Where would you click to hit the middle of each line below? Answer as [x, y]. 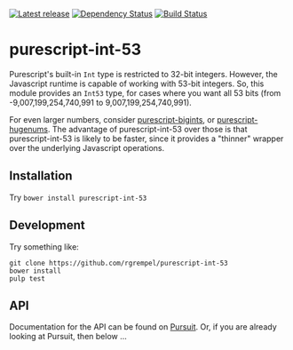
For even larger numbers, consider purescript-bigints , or [112, 119]
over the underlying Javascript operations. [87, 147]
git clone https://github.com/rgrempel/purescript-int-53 [119, 263]
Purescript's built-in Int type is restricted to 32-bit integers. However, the [143, 74]
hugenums [29, 129]
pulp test [28, 278]
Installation [41, 176]
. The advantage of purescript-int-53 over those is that [147, 129]
